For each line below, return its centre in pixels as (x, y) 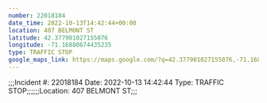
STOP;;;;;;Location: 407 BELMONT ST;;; (73, 90)
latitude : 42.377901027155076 (58, 38)
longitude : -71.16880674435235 (60, 45)
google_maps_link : (39, 60)
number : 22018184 (37, 15)
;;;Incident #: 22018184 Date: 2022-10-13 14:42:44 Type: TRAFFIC (116, 82)
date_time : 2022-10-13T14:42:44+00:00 (72, 23)
